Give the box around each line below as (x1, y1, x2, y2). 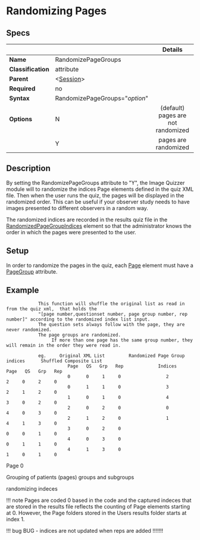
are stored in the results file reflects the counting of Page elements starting (6, 503, 190, 510)
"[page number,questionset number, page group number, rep (37, 311, 187, 318)
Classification (9, 65, 49, 73)
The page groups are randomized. (37, 332, 121, 338)
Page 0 (6, 462, 24, 469)
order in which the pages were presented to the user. (6, 228, 137, 236)
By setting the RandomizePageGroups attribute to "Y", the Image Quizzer (6, 179, 185, 186)
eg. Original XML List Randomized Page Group (37, 353, 185, 359)
